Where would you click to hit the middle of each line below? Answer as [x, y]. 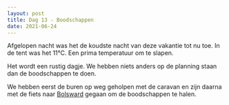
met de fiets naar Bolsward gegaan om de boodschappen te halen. [102, 94]
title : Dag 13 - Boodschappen [51, 20]
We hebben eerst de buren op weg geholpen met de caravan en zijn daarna [114, 87]
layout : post [26, 13]
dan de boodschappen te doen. [52, 73]
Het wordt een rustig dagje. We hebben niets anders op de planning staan [112, 67]
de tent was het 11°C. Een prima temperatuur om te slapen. [90, 53]
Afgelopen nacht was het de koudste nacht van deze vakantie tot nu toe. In [114, 46]
